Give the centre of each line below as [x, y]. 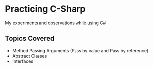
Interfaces [23, 61]
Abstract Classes [30, 56]
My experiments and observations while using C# [56, 23]
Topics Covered [30, 38]
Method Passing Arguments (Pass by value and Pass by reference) [80, 50]
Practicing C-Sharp [45, 9]
